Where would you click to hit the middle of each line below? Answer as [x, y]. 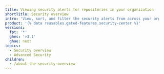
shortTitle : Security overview [37, 14]
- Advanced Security [30, 55]
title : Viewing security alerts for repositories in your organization [79, 9]
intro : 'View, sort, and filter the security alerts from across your [78, 18]
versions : [15, 28]
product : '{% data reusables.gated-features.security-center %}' [73, 23]
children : [15, 59]
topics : [13, 46]
